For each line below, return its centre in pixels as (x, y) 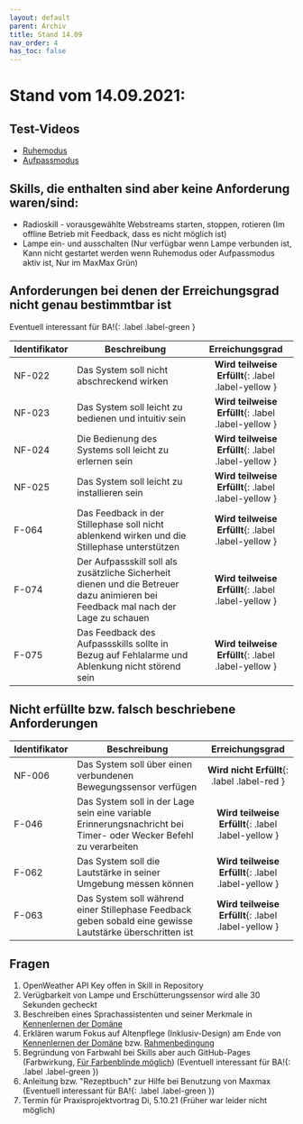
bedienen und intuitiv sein (131, 418)
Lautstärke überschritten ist (135, 932)
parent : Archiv (38, 26)
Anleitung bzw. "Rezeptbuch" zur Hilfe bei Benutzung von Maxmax (147, 1082)
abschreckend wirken (122, 381)
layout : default (40, 18)
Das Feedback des (116, 632)
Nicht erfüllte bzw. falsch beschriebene (123, 710)
